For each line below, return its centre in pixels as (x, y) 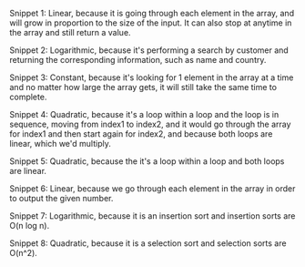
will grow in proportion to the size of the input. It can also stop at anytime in (151, 23)
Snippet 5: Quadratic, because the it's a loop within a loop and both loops (147, 161)
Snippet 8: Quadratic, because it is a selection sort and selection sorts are (148, 243)
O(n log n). (30, 226)
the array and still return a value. (70, 32)
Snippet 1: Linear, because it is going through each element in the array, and (152, 13)
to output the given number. (61, 198)
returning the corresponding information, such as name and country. (138, 60)
